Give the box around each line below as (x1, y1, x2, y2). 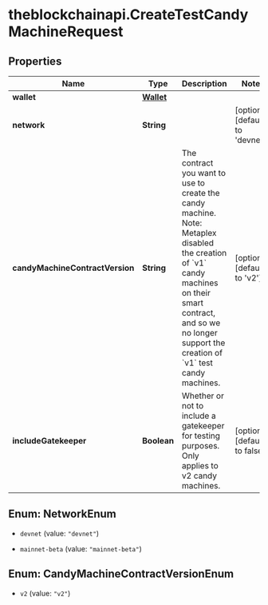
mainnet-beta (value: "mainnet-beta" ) (19, 543, 142, 553)
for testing (181, 430, 221, 441)
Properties (8, 54, 62, 68)
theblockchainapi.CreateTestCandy (8, 6, 249, 24)
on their (181, 288, 211, 298)
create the (181, 188, 221, 198)
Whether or (181, 390, 225, 401)
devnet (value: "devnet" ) (19, 528, 100, 538)
